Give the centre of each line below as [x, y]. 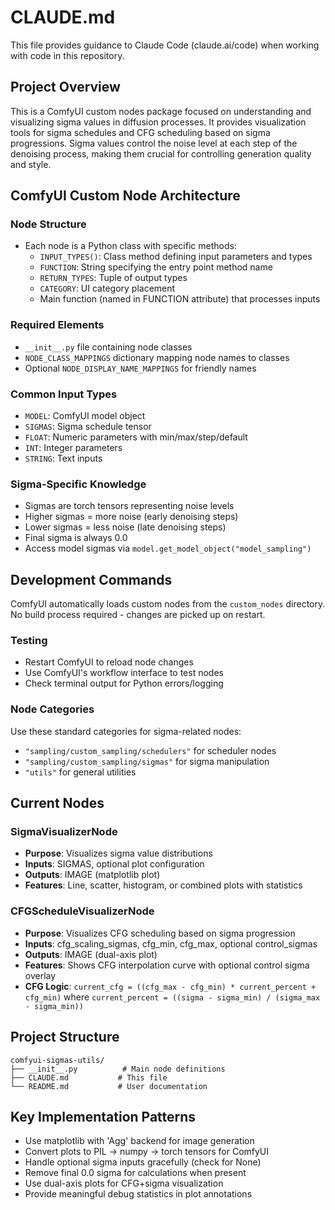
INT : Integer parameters [73, 448]
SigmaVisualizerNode [64, 832]
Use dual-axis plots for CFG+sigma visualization [124, 1183]
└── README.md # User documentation [109, 1086]
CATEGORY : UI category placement [107, 288]
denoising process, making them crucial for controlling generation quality [161, 153]
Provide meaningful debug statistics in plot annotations [138, 1194]
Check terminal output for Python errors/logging [124, 683]
